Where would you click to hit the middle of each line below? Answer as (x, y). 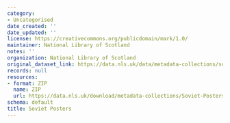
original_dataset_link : (41, 64)
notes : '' (21, 52)
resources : (23, 77)
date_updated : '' (32, 32)
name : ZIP (27, 90)
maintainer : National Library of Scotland (68, 45)
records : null (27, 70)
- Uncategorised (30, 20)
